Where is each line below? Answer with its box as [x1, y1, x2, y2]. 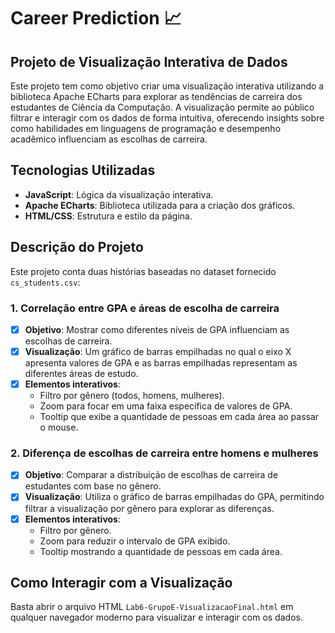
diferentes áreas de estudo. [24, 368, 139, 380]
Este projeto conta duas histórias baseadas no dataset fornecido [10, 265, 277, 277]
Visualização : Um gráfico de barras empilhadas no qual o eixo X [24, 345, 292, 357]
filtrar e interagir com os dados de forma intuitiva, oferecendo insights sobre [10, 112, 325, 124]
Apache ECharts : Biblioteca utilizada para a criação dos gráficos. [24, 199, 296, 211]
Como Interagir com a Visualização [10, 574, 233, 591]
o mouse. [39, 421, 79, 434]
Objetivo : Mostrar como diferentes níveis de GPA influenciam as [24, 323, 290, 335]
